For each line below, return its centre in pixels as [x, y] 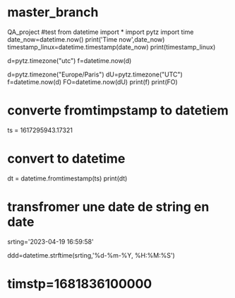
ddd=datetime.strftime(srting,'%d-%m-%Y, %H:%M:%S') [91, 255]
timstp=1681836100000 [80, 283]
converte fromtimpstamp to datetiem [118, 111]
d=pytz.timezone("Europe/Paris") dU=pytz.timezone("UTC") [95, 74]
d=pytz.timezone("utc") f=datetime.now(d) [70, 60]
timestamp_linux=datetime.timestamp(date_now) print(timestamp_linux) [112, 47]
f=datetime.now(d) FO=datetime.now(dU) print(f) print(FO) [92, 81]
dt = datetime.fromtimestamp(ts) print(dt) [67, 178]
